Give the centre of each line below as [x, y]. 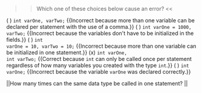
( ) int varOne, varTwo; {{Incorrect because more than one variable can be [100, 20]
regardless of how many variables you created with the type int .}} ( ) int [98, 65]
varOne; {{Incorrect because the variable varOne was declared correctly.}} [99, 72]
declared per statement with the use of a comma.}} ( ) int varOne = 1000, [99, 27]
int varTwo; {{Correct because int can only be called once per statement [99, 59]
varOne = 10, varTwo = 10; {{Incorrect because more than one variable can [101, 46]
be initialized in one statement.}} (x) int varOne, [67, 53]
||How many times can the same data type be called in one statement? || [97, 83]
